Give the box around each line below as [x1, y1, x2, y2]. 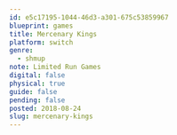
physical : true [9, 79, 66, 88]
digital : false [9, 71, 66, 80]
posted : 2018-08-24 [9, 104, 82, 113]
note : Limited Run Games [9, 63, 101, 72]
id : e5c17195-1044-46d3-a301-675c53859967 [9, 12, 169, 22]
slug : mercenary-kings [9, 112, 93, 121]
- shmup [17, 54, 46, 63]
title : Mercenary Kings [9, 29, 98, 38]
